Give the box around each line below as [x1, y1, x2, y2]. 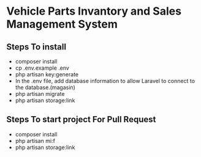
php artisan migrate [15, 90, 65, 97]
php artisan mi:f [15, 137, 55, 144]
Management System [6, 17, 118, 31]
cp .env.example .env [15, 64, 69, 71]
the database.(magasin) [15, 84, 75, 91]
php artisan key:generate [15, 71, 79, 78]
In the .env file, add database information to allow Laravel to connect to [15, 78, 195, 84]
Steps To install [6, 42, 66, 52]
